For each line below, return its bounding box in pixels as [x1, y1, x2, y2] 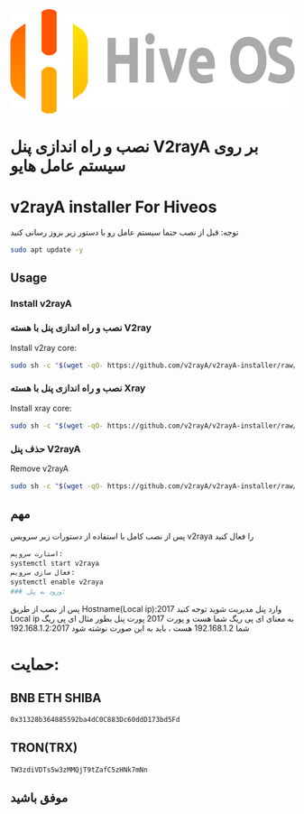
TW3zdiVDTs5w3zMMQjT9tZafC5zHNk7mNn [10, 765, 148, 774]
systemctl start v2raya [10, 559, 100, 568]
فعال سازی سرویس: [10, 569, 76, 578]
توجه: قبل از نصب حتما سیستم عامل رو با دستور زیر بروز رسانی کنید [10, 227, 239, 238]
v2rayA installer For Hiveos [10, 197, 217, 217]
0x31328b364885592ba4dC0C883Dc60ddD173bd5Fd [10, 716, 180, 725]
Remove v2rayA [10, 463, 69, 474]
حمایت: [10, 654, 60, 675]
